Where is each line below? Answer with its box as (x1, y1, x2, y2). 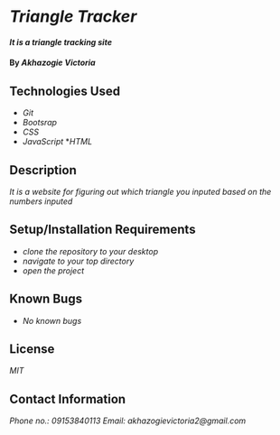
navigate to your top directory (22, 255, 135, 266)
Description (9, 162, 77, 178)
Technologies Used (9, 83, 120, 98)
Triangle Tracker (9, 6, 137, 27)
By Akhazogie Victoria (9, 57, 97, 69)
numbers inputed (9, 196, 73, 207)
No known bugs (22, 315, 82, 326)
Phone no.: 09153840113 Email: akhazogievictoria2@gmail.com (9, 415, 247, 426)
